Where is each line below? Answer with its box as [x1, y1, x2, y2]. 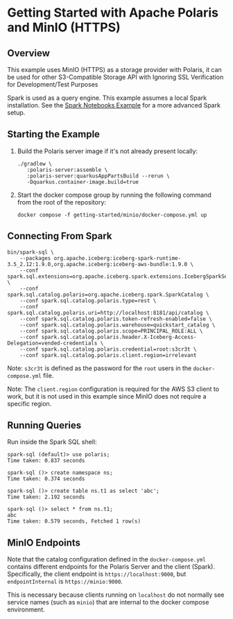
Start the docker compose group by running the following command [17, 191, 212, 199]
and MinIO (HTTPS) [7, 19, 121, 35]
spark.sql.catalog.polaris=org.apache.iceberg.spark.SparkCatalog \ [7, 291, 209, 298]
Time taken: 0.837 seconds [7, 457, 85, 464]
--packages [19, 254, 51, 261]
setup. [7, 109, 26, 116]
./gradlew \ [17, 160, 52, 167]
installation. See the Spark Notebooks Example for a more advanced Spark [7, 101, 221, 109]
